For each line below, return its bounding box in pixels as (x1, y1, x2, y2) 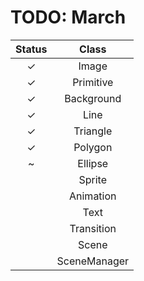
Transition (69, 221, 117, 235)
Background (64, 91, 122, 105)
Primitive (72, 75, 114, 89)
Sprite (78, 172, 108, 186)
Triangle (73, 124, 113, 138)
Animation (69, 189, 117, 203)
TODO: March (10, 6, 127, 29)
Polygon (73, 140, 113, 154)
